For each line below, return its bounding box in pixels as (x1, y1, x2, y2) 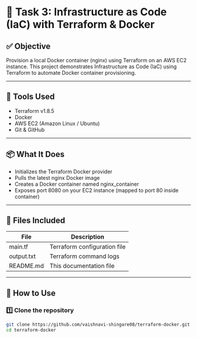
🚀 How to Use (6, 288, 56, 298)
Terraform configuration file (49, 243, 126, 251)
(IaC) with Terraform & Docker (6, 18, 155, 31)
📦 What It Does (6, 149, 64, 159)
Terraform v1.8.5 (14, 107, 55, 114)
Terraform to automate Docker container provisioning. (6, 69, 137, 76)
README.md (9, 262, 44, 270)
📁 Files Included (6, 216, 66, 226)
